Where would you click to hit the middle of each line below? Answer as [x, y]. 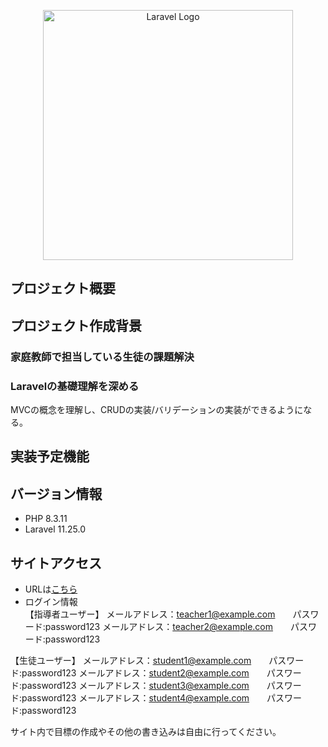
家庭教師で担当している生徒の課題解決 [102, 357]
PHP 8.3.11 [46, 519]
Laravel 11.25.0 [55, 529]
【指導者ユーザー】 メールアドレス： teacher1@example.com [150, 614]
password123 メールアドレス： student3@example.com [135, 686]
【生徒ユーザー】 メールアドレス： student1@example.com [131, 661]
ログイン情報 [51, 602]
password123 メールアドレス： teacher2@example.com [159, 627]
